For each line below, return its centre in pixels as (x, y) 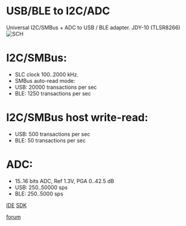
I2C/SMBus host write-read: (77, 118)
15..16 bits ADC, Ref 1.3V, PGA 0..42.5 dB (64, 181)
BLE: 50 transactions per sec (50, 140)
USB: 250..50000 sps (41, 187)
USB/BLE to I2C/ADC (58, 11)
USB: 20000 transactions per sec (56, 87)
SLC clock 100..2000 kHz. (46, 74)
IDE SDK (16, 205)
